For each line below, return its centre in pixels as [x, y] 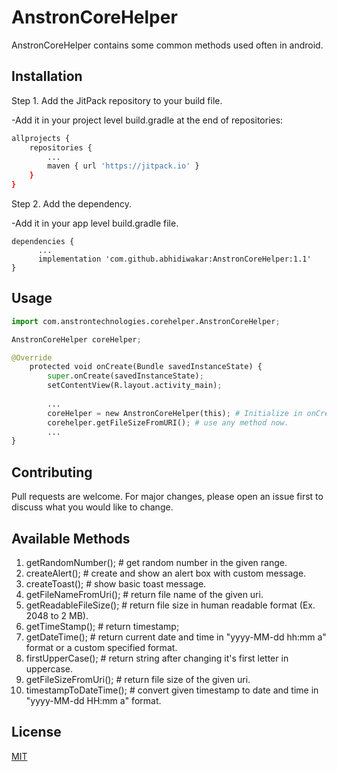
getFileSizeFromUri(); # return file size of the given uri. [138, 679]
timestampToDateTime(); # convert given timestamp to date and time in [172, 690]
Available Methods [71, 538]
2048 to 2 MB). [57, 615]
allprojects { [41, 138]
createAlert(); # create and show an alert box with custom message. [166, 573]
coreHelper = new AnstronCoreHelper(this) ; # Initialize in [175, 413]
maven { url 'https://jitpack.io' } [123, 166]
